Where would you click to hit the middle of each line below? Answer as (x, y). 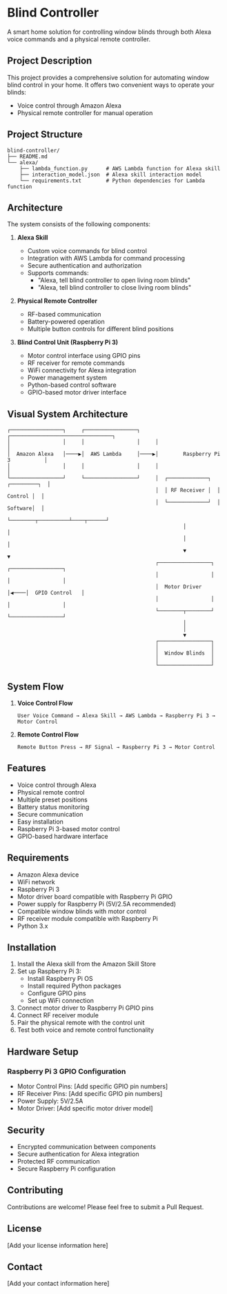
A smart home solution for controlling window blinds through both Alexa (109, 32)
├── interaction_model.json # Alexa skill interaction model (111, 175)
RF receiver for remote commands (76, 363)
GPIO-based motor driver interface (77, 392)
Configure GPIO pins (57, 993)
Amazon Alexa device (48, 875)
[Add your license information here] (58, 1245)
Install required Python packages (75, 986)
